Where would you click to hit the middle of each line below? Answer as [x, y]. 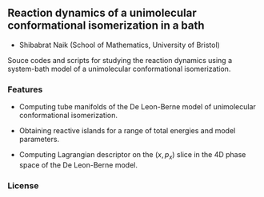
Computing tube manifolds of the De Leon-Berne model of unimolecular [138, 107]
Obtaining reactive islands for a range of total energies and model [127, 131]
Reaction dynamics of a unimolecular [102, 13]
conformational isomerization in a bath [106, 26]
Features [25, 89]
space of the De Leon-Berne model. [78, 165]
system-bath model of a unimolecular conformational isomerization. [119, 69]
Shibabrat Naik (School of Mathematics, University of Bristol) [120, 45]
